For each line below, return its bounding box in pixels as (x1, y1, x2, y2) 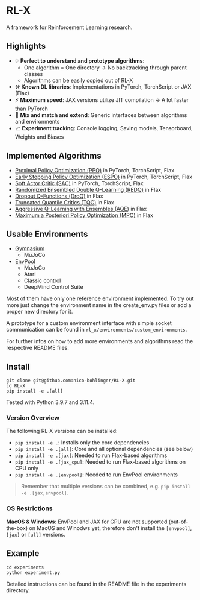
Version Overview (6, 414, 60, 422)
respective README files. (6, 344, 69, 352)
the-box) (6, 524, 28, 531)
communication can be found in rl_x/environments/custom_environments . (6, 326, 187, 333)
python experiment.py (6, 569, 61, 576)
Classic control (23, 277, 61, 284)
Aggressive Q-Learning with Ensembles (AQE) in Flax (14, 205, 147, 212)
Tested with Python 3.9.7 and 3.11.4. (6, 399, 95, 406)
